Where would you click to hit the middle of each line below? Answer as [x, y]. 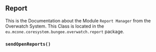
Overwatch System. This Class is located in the [55, 26]
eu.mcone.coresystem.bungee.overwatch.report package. [65, 31]
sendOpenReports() [28, 44]
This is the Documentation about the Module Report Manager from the [78, 20]
